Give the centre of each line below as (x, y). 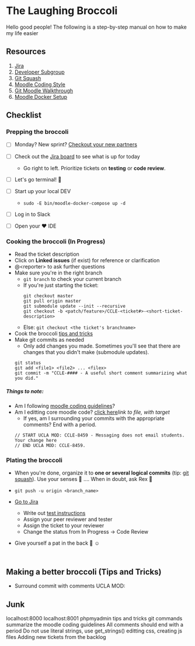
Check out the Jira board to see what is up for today (77, 156)
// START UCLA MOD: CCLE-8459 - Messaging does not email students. (100, 435)
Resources (26, 52)
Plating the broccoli (34, 460)
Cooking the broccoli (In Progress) (56, 241)
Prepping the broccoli (37, 132)
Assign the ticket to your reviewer (64, 525)
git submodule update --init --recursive (74, 306)
